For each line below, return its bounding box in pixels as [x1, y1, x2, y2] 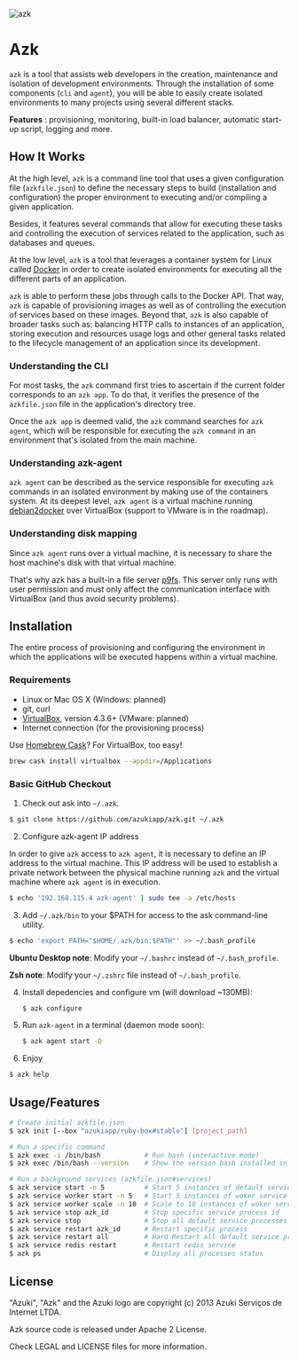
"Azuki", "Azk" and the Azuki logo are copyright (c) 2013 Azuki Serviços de [9, 1297, 282, 1308]
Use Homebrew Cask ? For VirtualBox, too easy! [9, 739, 183, 750]
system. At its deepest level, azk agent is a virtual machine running [9, 496, 253, 507]
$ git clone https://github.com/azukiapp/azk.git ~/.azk [9, 814, 224, 824]
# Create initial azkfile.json [9, 1118, 125, 1127]
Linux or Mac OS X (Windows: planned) [21, 694, 167, 704]
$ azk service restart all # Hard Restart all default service [9, 1233, 279, 1242]
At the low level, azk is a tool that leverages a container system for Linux [9, 254, 272, 265]
